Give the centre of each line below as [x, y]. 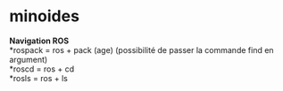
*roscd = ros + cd [42, 69]
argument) [29, 59]
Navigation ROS [39, 41]
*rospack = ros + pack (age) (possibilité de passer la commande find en [141, 49]
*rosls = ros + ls [39, 78]
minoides [45, 16]
